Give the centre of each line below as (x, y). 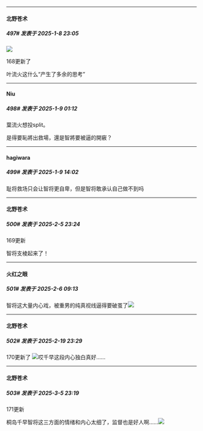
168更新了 (19, 61)
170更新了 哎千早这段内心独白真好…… (56, 357)
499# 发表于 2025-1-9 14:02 (43, 172)
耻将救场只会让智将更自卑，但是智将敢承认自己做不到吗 (75, 189)
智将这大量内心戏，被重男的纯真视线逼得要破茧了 (67, 305)
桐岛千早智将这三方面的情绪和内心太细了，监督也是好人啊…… (82, 422)
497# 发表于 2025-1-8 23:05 (43, 33)
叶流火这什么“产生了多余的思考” (46, 74)
